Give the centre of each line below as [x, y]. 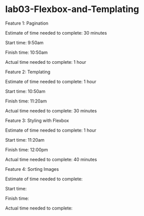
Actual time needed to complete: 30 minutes [51, 111]
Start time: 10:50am [25, 91]
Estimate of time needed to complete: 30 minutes [56, 33]
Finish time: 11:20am [26, 101]
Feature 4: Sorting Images [32, 169]
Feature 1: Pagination [27, 23]
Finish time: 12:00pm [27, 150]
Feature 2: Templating [28, 72]
